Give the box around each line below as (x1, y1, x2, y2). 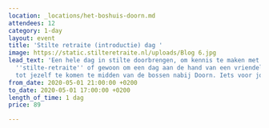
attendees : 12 (8, 19, 56, 27)
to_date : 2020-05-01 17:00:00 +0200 (8, 86, 130, 94)
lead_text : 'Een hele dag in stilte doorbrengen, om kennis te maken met (8, 57, 260, 65)
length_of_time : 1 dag (8, 94, 84, 102)
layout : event (8, 34, 56, 42)
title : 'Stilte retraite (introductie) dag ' (8, 42, 163, 50)
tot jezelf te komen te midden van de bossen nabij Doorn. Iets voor (15, 71, 252, 79)
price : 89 (8, 101, 42, 109)
